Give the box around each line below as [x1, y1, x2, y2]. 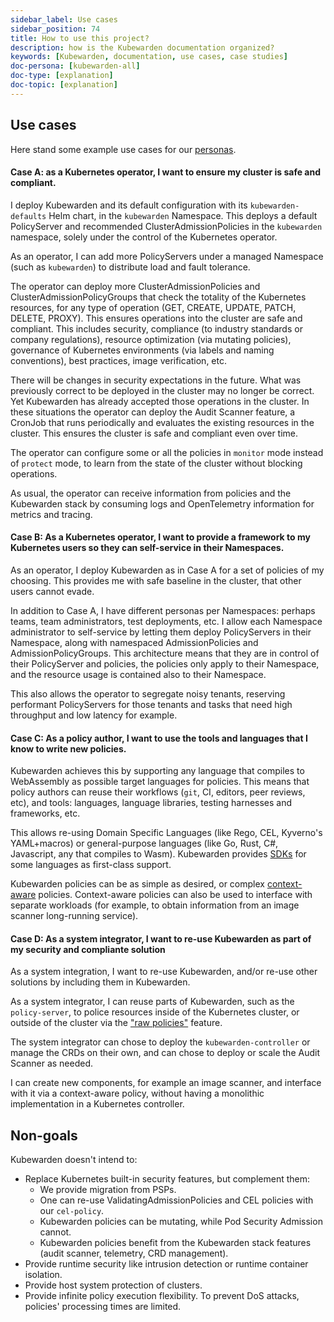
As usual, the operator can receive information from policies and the [10, 487, 292, 499]
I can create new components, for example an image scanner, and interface [10, 1077, 322, 1089]
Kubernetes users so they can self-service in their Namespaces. [10, 542, 285, 554]
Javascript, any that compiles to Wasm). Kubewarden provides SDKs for [10, 848, 307, 860]
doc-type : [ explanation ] [10, 71, 114, 81]
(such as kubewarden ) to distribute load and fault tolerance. [10, 261, 251, 273]
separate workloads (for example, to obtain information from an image [10, 899, 300, 911]
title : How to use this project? [10, 33, 150, 43]
